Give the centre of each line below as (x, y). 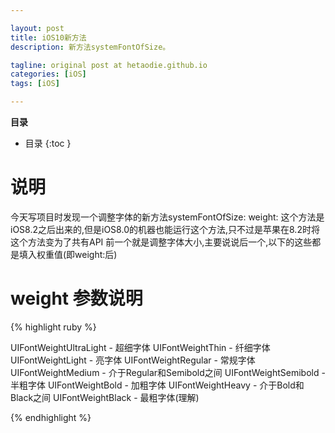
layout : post (37, 28)
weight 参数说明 (76, 298)
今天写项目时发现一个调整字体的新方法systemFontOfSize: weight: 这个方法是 (167, 217)
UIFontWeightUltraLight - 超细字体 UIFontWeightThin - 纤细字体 (140, 347)
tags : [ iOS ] (35, 84)
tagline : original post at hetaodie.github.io (109, 65)
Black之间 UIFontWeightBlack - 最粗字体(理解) (105, 397)
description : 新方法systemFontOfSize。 (90, 47)
